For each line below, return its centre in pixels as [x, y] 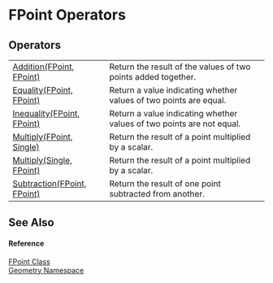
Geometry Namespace [46, 270]
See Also [31, 222]
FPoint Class [29, 261]
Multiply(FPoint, [43, 137]
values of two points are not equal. [175, 124]
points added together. [153, 77]
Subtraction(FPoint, [50, 183]
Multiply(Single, [43, 160]
